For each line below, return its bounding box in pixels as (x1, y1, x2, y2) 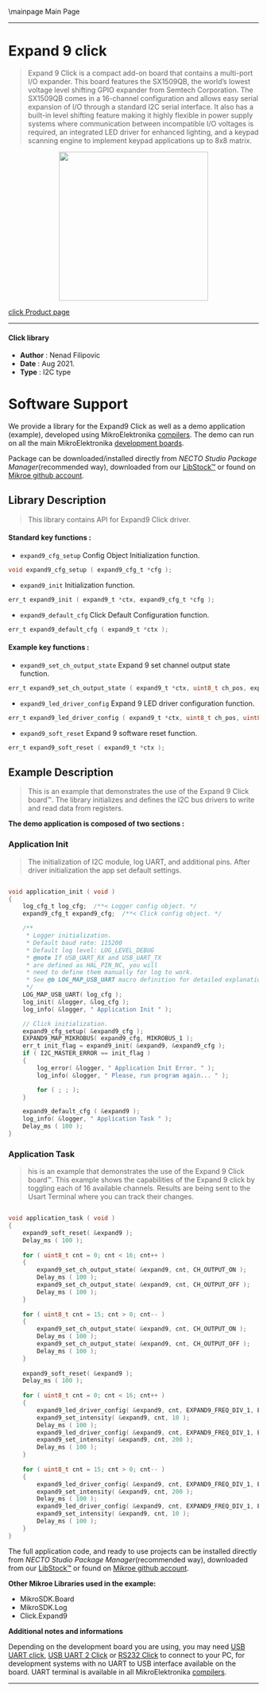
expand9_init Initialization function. (19, 580, 135, 590)
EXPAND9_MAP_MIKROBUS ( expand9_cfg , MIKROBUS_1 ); (22, 1035, 194, 1043)
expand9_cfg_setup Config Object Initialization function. (19, 551, 200, 560)
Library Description (8, 494, 106, 507)
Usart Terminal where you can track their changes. (27, 1192, 195, 1202)
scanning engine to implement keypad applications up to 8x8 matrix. (27, 135, 253, 145)
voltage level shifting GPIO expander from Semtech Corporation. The (27, 85, 253, 95)
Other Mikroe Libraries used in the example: (8, 1578, 157, 1588)
